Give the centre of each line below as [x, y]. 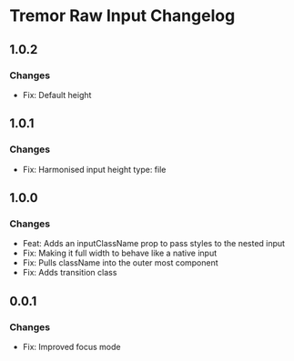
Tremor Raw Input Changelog [122, 16]
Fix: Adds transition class [70, 273]
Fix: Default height [57, 95]
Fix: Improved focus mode [71, 346]
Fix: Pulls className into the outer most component [120, 263]
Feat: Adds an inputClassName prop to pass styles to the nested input [153, 244]
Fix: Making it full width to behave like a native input [120, 253]
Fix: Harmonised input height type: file [94, 169]
